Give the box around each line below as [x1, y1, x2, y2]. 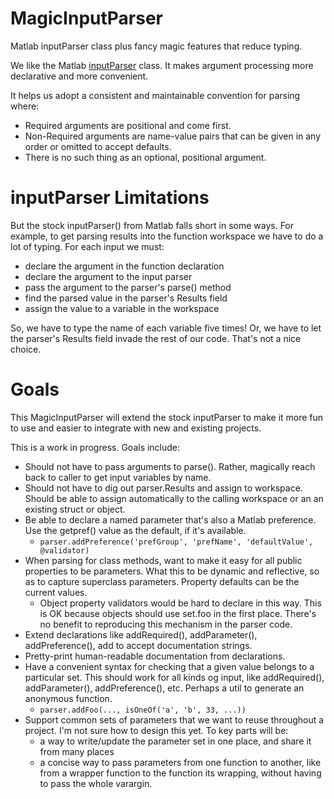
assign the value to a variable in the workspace [24, 302, 220, 314]
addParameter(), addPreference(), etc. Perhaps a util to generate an [24, 682, 305, 694]
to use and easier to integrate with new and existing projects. [10, 422, 262, 434]
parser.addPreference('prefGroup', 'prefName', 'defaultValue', [39, 537, 314, 547]
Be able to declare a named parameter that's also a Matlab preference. [24, 513, 317, 526]
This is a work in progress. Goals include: [10, 441, 181, 453]
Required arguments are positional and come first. [24, 119, 232, 131]
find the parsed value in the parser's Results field [24, 292, 228, 304]
